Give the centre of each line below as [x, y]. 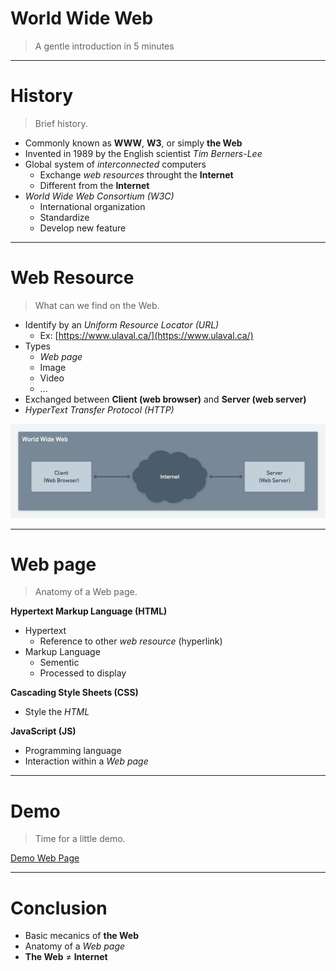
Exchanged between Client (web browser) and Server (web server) [165, 399]
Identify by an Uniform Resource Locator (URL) [122, 324]
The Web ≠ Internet [66, 957]
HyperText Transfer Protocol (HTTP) [99, 409]
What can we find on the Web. [97, 305]
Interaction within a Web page [86, 761]
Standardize [64, 217]
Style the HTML [57, 712]
